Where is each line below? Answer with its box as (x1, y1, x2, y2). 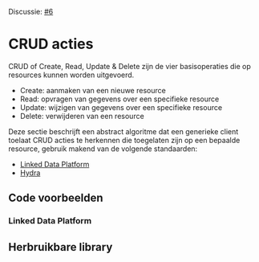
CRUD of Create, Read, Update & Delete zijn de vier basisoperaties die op (8, 61, 251, 71)
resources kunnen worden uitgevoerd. (8, 70, 135, 80)
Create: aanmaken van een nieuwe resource (19, 85, 166, 95)
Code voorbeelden (8, 191, 103, 205)
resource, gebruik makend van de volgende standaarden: (8, 144, 198, 154)
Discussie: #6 (8, 7, 54, 16)
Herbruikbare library (8, 240, 113, 254)
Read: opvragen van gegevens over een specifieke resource (19, 94, 220, 104)
